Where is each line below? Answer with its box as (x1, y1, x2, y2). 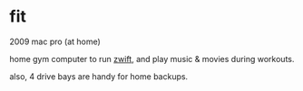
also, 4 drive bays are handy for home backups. (9, 70, 189, 82)
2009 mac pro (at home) (9, 36, 102, 47)
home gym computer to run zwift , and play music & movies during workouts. (9, 53, 295, 64)
